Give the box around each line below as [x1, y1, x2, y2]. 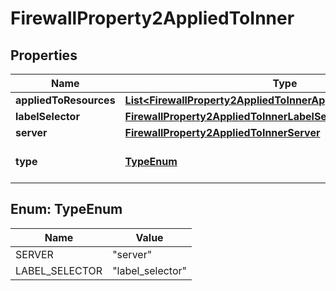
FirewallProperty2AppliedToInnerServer [124, 126, 321, 139]
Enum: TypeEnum [10, 201, 123, 218]
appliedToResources [15, 93, 116, 107]
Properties [10, 47, 78, 64]
